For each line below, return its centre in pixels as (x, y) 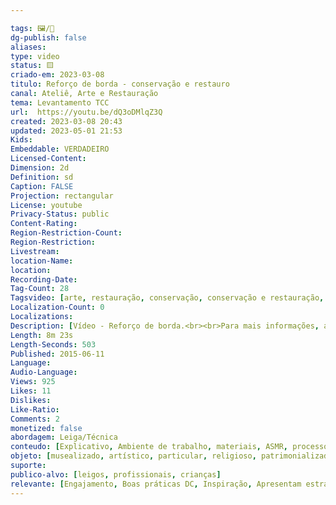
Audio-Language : (44, 372)
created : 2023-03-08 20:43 (66, 121)
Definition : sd (42, 177)
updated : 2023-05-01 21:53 (66, 131)
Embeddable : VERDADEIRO (60, 149)
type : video (35, 56)
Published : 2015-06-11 (57, 354)
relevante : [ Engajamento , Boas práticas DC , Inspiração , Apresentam (156, 484)
